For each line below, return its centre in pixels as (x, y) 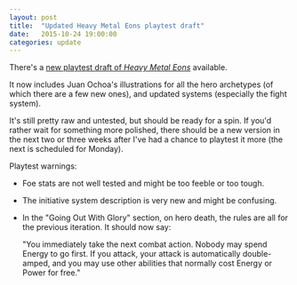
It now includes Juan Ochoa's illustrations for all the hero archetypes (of (141, 84)
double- (257, 254)
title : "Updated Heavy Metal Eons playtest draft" (107, 26)
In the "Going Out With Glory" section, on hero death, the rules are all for (155, 218)
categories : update (45, 42)
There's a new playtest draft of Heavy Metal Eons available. (119, 67)
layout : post (33, 17)
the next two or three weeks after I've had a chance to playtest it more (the (146, 139)
